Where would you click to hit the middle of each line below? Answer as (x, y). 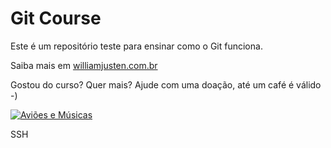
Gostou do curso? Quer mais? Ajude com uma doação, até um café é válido (166, 84)
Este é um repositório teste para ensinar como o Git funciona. (136, 46)
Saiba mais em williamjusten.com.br (84, 65)
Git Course (56, 18)
